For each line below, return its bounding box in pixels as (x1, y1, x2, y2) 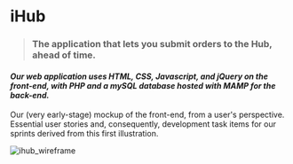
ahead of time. (31, 49, 97, 61)
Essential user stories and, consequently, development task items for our (10, 119, 276, 129)
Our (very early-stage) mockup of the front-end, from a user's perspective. (10, 109, 285, 121)
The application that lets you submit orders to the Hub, (31, 38, 273, 51)
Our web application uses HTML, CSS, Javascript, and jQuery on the (10, 71, 269, 82)
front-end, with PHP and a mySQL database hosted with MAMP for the (10, 80, 276, 90)
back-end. (10, 90, 50, 100)
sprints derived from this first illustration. (10, 129, 159, 139)
